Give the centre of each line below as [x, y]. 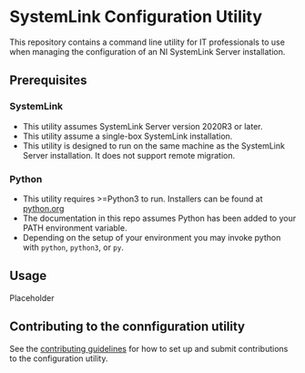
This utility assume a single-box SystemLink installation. [127, 136]
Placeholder [32, 297]
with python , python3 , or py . [73, 247]
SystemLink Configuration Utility [136, 17]
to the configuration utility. [59, 358]
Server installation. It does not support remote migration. [128, 155]
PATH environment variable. [75, 228]
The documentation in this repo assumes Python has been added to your [159, 218]
